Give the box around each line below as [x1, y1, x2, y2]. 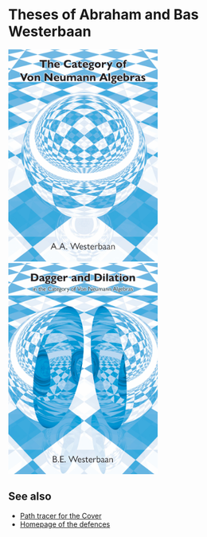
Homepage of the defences [19, 519, 111, 529]
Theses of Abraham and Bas [8, 6, 199, 24]
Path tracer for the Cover [19, 511, 102, 520]
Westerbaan [8, 22, 92, 41]
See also [8, 490, 52, 504]
